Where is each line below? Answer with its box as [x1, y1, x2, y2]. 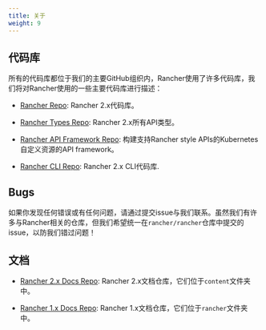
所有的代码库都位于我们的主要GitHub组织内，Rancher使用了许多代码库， [8, 74, 248, 83]
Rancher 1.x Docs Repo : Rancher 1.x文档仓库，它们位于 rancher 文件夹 [19, 303, 248, 312]
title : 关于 [8, 11, 46, 20]
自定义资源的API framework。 [19, 145, 119, 155]
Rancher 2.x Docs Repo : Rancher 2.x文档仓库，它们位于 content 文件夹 [19, 276, 251, 285]
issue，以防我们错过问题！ [8, 227, 96, 237]
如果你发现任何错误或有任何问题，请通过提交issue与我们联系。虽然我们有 [8, 207, 251, 217]
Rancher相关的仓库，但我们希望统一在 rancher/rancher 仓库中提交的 [22, 218, 244, 227]
